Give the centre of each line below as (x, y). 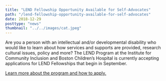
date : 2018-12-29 (23, 19)
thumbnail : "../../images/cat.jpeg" (43, 28)
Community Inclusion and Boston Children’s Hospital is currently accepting (82, 58)
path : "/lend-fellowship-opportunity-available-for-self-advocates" (78, 14)
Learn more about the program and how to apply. (56, 73)
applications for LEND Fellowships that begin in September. (66, 64)
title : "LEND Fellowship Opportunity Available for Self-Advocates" (78, 10)
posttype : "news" (23, 24)
